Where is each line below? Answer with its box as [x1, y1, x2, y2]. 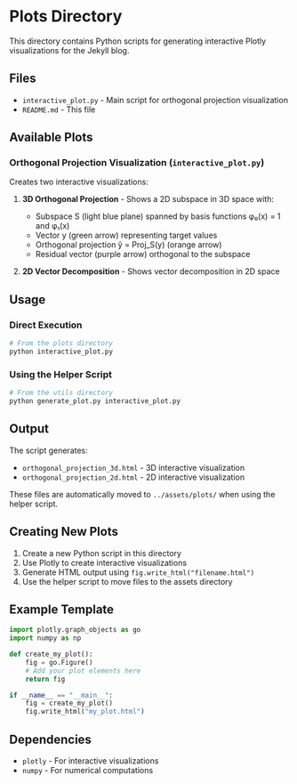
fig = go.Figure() [25, 658, 93, 667]
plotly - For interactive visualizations [21, 756, 159, 766]
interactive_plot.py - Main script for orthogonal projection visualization [21, 94, 289, 105]
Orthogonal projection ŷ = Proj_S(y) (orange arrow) [35, 239, 222, 250]
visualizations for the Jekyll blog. [9, 44, 130, 55]
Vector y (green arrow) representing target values [35, 230, 218, 241]
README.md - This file [21, 104, 96, 115]
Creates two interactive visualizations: [9, 176, 148, 188]
